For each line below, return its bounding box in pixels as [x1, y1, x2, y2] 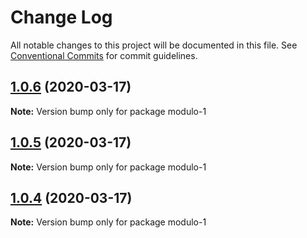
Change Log [10, 6, 113, 29]
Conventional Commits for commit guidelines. [10, 49, 198, 61]
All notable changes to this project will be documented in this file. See [10, 39, 298, 51]
